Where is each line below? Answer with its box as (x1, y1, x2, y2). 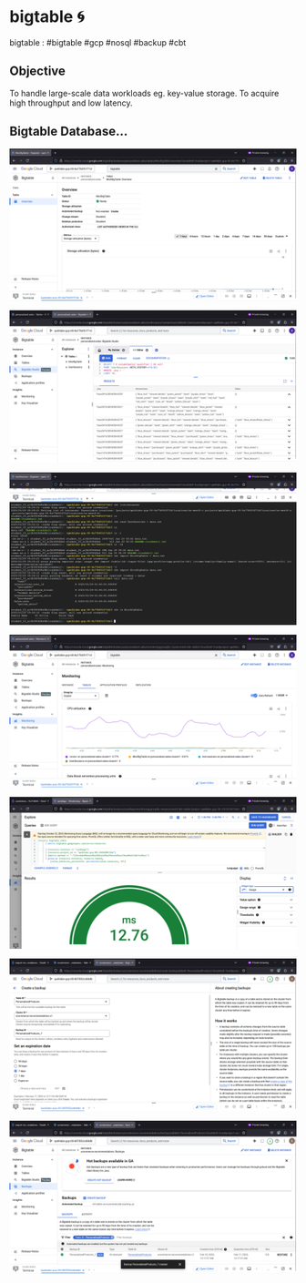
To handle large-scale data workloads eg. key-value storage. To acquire (9, 87, 280, 98)
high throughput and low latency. (9, 97, 133, 108)
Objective (9, 64, 66, 79)
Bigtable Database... (9, 124, 128, 139)
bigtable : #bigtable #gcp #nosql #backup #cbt (9, 36, 187, 47)
